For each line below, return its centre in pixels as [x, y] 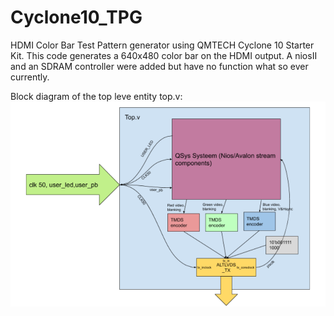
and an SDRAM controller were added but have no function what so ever [159, 66]
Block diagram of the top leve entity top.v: [96, 96]
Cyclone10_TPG [76, 17]
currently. [30, 77]
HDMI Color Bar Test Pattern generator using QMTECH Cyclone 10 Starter [162, 45]
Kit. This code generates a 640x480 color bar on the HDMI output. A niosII [164, 55]
